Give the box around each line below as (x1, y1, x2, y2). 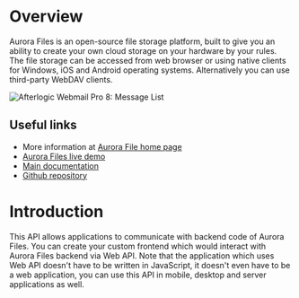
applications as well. (9, 278, 85, 289)
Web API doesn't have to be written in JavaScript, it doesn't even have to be (9, 259, 291, 270)
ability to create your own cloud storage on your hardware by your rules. (9, 45, 277, 56)
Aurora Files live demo (22, 151, 106, 162)
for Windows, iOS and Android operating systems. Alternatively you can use (9, 65, 290, 75)
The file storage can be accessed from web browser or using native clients (9, 55, 286, 66)
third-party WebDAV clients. (9, 74, 113, 84)
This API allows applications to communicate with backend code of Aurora (9, 231, 285, 241)
